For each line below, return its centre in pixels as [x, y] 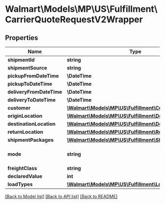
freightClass [22, 168]
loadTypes [20, 184]
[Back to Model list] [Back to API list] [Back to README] [61, 196]
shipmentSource [27, 68]
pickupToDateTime [30, 84]
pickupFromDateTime [33, 76]
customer [19, 108]
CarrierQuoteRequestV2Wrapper [74, 19]
